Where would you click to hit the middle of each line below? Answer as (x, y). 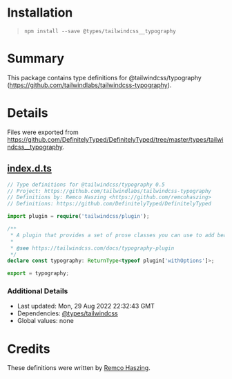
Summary (36, 58)
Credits (29, 349)
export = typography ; (38, 274)
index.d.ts (29, 168)
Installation (40, 13)
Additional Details (38, 291)
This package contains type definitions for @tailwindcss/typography (104, 77)
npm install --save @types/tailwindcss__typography (100, 31)
